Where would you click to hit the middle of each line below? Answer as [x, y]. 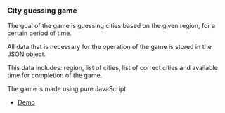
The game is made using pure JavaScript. [67, 89]
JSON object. [27, 54]
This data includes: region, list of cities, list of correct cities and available [112, 68]
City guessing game [42, 11]
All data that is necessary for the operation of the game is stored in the [110, 47]
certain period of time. [40, 33]
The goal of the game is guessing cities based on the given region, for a [111, 26]
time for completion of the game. [55, 75]
